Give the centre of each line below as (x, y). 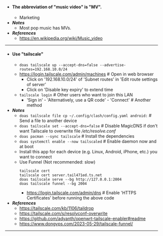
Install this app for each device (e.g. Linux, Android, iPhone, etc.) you (88, 152)
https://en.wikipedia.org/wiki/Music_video (61, 38)
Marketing (29, 18)
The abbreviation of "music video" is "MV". (57, 7)
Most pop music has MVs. (45, 28)
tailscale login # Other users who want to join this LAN (76, 95)
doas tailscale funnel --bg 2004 (53, 184)
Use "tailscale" (28, 54)
